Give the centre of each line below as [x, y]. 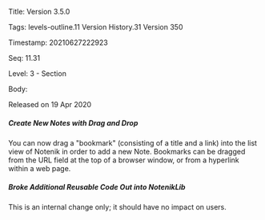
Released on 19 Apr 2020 [50, 104]
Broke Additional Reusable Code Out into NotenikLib [97, 186]
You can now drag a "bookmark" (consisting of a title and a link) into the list [133, 142]
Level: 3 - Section [37, 74]
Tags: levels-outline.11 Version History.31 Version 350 [96, 27]
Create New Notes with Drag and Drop [73, 122]
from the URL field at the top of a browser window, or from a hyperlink [124, 160]
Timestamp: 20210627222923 [58, 42]
